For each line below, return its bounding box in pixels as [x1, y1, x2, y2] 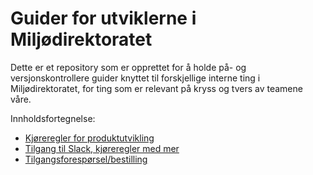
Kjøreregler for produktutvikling [24, 132, 155, 144]
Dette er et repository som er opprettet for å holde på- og [10, 61, 247, 73]
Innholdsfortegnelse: [10, 112, 96, 124]
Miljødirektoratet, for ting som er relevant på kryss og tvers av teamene [10, 82, 303, 94]
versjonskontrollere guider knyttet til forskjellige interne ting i [10, 72, 261, 84]
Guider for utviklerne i [10, 7, 197, 30]
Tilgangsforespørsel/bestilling [24, 153, 148, 165]
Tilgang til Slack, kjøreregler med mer [24, 142, 180, 154]
